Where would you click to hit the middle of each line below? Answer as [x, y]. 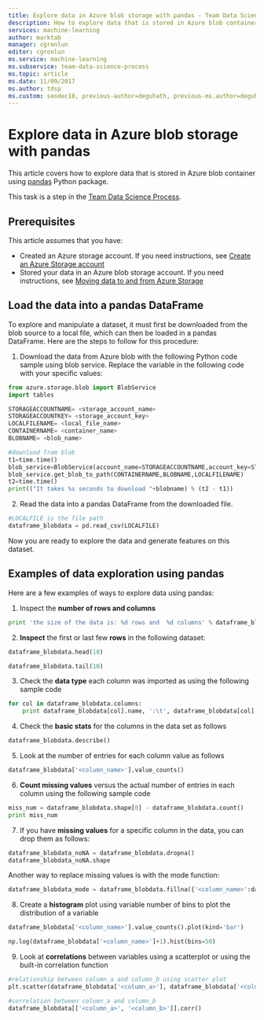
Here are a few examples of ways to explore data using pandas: [111, 593]
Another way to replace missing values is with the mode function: [114, 875]
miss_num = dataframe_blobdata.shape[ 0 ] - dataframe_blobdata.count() [126, 808]
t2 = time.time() [33, 482]
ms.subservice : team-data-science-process [79, 67]
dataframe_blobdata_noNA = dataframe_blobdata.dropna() [101, 853]
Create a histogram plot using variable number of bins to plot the [125, 904]
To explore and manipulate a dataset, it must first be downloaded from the [128, 324]
